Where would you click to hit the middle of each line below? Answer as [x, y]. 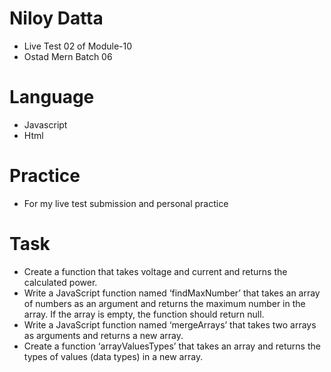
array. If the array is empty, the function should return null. [144, 314]
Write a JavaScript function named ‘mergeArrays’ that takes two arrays [170, 324]
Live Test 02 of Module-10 [78, 46]
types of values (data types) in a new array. [113, 356]
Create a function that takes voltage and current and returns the [155, 271]
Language [52, 97]
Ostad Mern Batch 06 [68, 56]
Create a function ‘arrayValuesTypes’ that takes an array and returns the [172, 346]
